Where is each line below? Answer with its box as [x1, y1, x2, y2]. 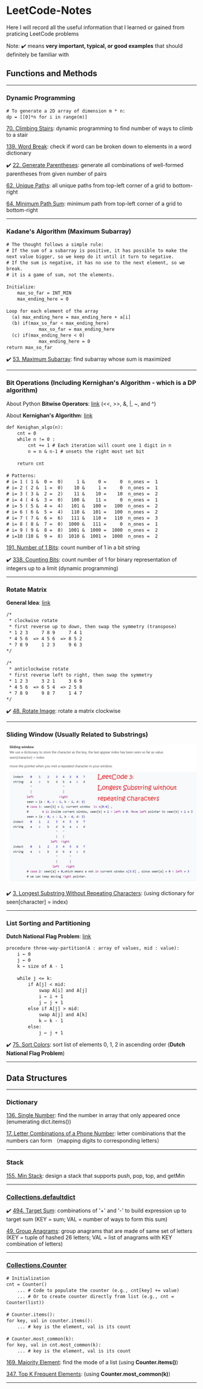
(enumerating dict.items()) [6, 1118, 71, 1126]
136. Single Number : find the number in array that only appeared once [6, 1112, 180, 1119]
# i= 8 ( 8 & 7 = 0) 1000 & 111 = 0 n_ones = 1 [6, 521, 158, 527]
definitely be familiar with [6, 51, 69, 58]
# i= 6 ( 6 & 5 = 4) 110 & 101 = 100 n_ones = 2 [6, 509, 158, 515]
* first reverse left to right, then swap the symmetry [8, 672, 153, 678]
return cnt [17, 461, 45, 467]
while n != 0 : [17, 436, 56, 442]
